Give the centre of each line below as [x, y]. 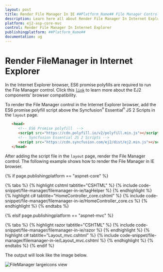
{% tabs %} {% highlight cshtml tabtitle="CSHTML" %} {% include [71, 185]
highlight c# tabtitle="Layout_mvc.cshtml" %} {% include [62, 235]
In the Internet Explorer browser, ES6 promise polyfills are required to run [78, 85]
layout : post [18, 10]
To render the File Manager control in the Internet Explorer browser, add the [81, 104]
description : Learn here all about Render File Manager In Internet [76, 19]
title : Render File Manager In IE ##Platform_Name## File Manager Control [82, 14]
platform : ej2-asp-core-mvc [33, 23]
